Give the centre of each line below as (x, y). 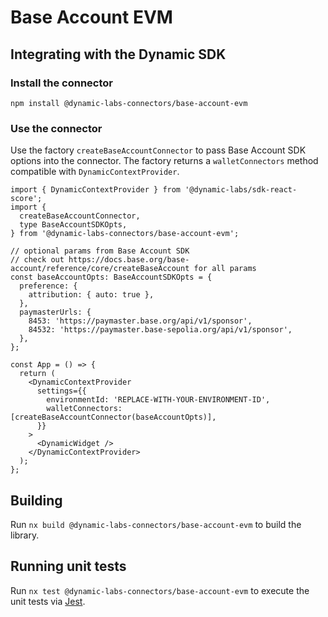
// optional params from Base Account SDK (100, 251)
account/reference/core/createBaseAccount (100, 269)
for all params (225, 269)
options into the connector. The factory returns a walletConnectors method (164, 161)
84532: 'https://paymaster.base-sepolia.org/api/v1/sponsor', (160, 330)
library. (25, 535)
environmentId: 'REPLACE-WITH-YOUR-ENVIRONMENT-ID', (158, 400)
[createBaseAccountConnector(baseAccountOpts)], (113, 417)
